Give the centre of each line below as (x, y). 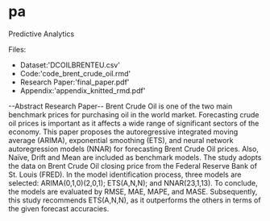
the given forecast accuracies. (59, 208)
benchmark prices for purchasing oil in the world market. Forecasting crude (134, 114)
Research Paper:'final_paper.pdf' (75, 82)
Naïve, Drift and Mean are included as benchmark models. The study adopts (135, 157)
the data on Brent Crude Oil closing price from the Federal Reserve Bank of (133, 166)
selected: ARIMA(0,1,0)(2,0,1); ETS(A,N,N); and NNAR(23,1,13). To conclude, (133, 182)
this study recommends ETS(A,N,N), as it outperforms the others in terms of (135, 200)
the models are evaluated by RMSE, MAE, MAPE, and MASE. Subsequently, (133, 191)
